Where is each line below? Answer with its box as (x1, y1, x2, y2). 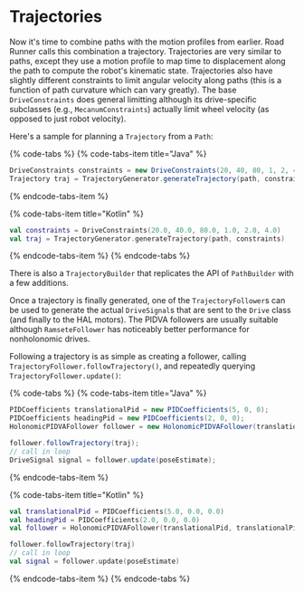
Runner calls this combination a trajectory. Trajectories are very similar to (9, 45, 282, 56)
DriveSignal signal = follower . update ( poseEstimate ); (9, 455, 217, 464)
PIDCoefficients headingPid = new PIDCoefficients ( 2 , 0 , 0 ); (9, 414, 245, 423)
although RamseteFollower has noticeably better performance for (9, 324, 251, 335)
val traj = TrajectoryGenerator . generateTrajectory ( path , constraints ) (9, 234, 285, 243)
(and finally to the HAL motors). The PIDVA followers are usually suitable (9, 314, 279, 325)
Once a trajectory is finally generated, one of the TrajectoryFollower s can (9, 295, 286, 306)
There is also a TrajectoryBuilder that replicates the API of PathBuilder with (9, 268, 294, 279)
